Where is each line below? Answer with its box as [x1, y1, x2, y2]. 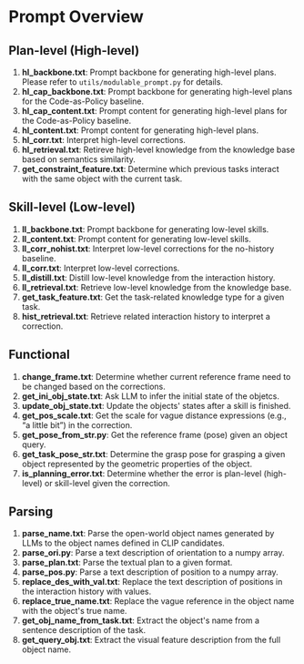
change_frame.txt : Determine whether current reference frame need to [21, 371, 291, 382]
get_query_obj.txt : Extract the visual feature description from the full [21, 635, 281, 646]
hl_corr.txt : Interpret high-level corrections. [21, 135, 186, 145]
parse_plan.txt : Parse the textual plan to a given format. [21, 557, 233, 568]
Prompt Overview [8, 6, 144, 27]
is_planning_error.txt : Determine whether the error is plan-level [21, 467, 262, 479]
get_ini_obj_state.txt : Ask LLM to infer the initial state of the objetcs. [21, 390, 279, 402]
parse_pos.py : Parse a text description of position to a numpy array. [21, 567, 279, 577]
